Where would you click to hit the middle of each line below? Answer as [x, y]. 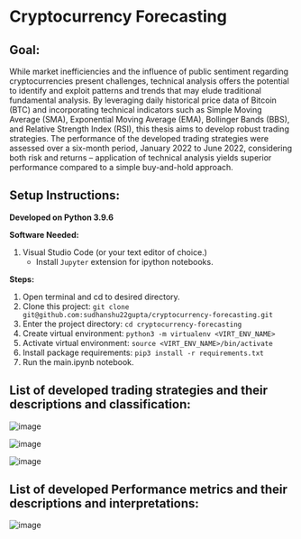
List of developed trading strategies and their [139, 391]
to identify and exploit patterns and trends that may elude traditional [135, 91]
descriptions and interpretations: [105, 503]
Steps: [22, 279]
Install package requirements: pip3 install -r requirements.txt [143, 352]
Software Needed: [44, 234]
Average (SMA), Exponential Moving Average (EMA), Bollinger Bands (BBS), [150, 119]
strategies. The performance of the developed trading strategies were [139, 138]
